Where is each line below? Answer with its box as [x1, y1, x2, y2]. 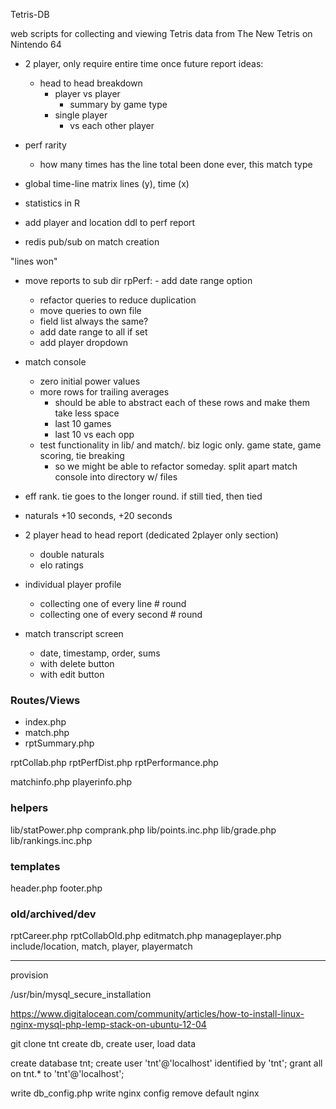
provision [10, 969, 49, 981]
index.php [24, 716, 67, 728]
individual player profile [24, 579, 122, 590]
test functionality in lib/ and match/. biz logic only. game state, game [39, 439, 322, 451]
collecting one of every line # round [39, 598, 187, 609]
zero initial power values [39, 375, 141, 387]
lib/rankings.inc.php [10, 834, 93, 846]
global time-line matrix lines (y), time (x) [24, 178, 190, 189]
